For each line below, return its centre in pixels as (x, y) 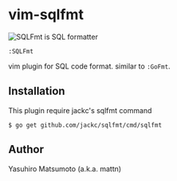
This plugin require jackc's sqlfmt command (80, 110)
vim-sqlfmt (46, 15)
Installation (37, 91)
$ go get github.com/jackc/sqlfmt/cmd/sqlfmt (85, 125)
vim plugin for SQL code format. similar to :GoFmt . (89, 66)
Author (26, 150)
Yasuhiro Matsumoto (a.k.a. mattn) (65, 168)
